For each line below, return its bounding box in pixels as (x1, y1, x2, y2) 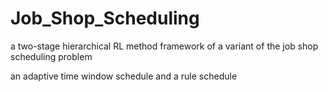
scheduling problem (10, 50, 93, 62)
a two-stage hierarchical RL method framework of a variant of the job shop (10, 40, 319, 52)
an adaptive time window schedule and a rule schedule (10, 70, 238, 82)
